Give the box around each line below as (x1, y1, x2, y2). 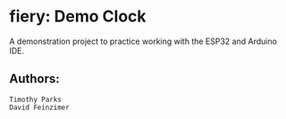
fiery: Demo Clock (9, 6, 147, 27)
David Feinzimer (9, 103, 70, 112)
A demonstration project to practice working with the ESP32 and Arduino (9, 36, 277, 47)
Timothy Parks (9, 95, 63, 104)
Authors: (9, 72, 60, 87)
